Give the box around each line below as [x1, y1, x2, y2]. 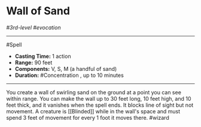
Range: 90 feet [14, 58, 53, 66]
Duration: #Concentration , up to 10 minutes [14, 72, 124, 79]
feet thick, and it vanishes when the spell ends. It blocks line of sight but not [6, 101, 194, 109]
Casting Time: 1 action [14, 52, 71, 60]
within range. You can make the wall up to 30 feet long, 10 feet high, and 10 [6, 95, 191, 102]
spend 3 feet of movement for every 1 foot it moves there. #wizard [6, 114, 169, 121]
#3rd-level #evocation [6, 24, 61, 31]
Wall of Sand [6, 4, 71, 18]
